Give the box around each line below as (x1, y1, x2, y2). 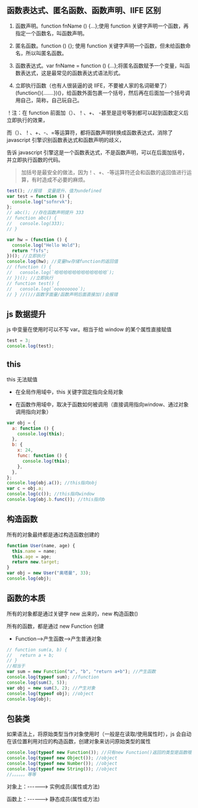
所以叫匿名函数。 (25, 49, 67, 56)
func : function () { (17, 453, 68, 459)
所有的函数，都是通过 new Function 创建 (6, 623, 105, 630)
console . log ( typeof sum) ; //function (6, 674, 99, 680)
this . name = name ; (12, 548, 58, 554)
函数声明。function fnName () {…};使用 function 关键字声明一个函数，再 (15, 22, 189, 29)
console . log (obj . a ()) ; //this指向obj (6, 480, 98, 486)
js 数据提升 (6, 309, 46, 319)
